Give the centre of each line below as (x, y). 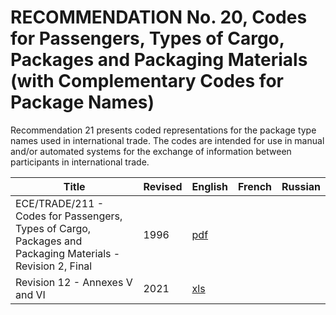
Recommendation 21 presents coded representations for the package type (163, 130)
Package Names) (82, 102)
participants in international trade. (80, 162)
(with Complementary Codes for (147, 81)
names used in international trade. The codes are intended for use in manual (167, 140)
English (209, 186)
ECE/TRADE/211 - (60, 203)
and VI (30, 294)
